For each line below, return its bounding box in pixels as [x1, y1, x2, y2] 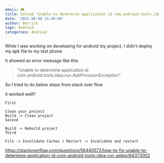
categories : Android [5, 30, 47, 35]
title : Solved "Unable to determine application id [5, 12, 112, 17]
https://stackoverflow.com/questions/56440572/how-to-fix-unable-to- [5, 147, 148, 153]
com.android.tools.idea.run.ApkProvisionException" [17, 72, 121, 78]
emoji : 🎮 [5, 7, 25, 12]
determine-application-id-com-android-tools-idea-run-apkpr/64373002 [5, 153, 150, 158]
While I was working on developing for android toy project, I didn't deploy [5, 43, 153, 49]
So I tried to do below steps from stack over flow [5, 82, 103, 88]
